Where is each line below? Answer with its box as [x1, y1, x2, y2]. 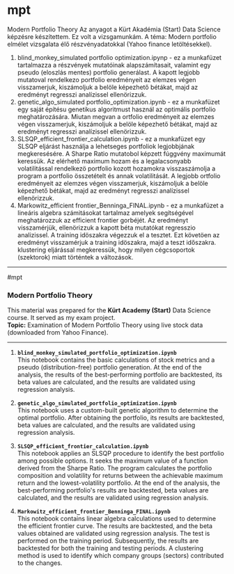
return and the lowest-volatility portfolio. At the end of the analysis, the [17, 479, 221, 487]
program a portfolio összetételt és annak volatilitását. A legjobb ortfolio [17, 171, 221, 180]
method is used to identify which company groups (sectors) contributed [17, 552, 224, 560]
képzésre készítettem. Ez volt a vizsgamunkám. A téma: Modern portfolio [7, 32, 217, 40]
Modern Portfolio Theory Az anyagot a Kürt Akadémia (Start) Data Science [7, 25, 221, 33]
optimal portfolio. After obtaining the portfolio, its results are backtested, [17, 413, 225, 422]
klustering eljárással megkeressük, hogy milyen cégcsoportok [17, 246, 195, 254]
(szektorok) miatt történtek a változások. [17, 253, 134, 261]
